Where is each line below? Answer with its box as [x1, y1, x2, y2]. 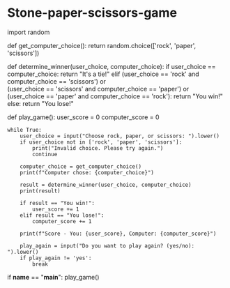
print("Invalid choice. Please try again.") [32, 144, 164, 151]
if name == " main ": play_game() [7, 273, 100, 281]
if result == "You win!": [20, 199, 95, 206]
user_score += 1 [32, 206, 79, 213]
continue [32, 151, 58, 158]
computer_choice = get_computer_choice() [20, 162, 141, 170]
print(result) [20, 187, 61, 195]
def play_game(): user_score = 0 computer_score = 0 [7, 113, 160, 121]
